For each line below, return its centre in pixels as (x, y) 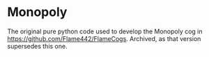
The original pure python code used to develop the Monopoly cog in (105, 31)
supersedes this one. (37, 46)
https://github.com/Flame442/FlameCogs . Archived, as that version (104, 38)
